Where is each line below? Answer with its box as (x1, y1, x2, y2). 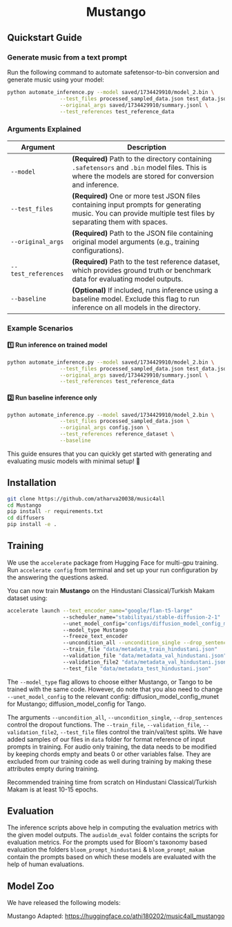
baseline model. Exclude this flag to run (72, 294, 200, 303)
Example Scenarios (7, 323, 74, 333)
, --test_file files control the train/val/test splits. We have (56, 727, 223, 736)
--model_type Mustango (62, 626, 128, 633)
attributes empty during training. (7, 765, 99, 773)
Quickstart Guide (7, 32, 83, 44)
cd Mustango (7, 502, 41, 509)
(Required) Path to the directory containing (72, 153, 212, 163)
